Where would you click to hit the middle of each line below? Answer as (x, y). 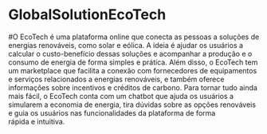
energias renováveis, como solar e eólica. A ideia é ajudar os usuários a (126, 45)
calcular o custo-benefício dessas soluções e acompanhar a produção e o (130, 53)
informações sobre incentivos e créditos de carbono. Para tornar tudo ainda (133, 87)
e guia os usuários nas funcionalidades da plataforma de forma (112, 112)
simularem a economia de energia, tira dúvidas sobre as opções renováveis (132, 104)
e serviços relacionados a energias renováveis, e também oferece (116, 79)
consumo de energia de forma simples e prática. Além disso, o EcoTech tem (133, 62)
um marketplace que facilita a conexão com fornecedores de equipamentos (133, 70)
